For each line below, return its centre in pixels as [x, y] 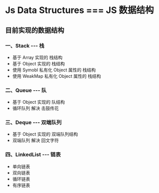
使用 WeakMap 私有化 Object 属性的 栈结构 [57, 76]
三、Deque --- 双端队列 [33, 123]
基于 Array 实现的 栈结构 [37, 57]
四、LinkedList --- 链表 [33, 155]
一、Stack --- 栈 [25, 45]
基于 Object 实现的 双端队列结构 [45, 134]
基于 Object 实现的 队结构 [39, 102]
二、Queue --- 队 [26, 90]
